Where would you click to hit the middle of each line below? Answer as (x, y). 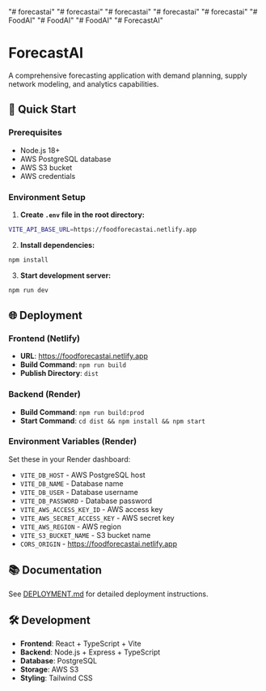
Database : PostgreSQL (59, 661)
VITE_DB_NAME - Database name (72, 483)
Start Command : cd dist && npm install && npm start (113, 420)
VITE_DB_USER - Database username (79, 492)
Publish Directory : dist (59, 373)
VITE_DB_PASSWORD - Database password (86, 501)
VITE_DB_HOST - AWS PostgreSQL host (82, 475)
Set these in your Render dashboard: (70, 459)
